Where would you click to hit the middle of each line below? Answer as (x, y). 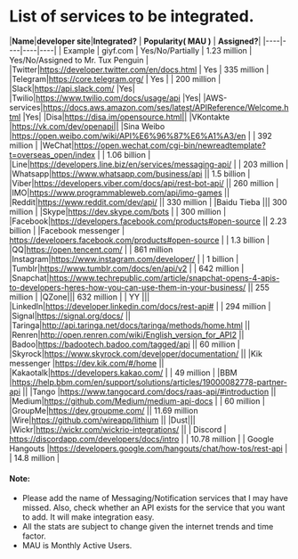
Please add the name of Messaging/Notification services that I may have (155, 498)
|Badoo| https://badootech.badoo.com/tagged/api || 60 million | (125, 344)
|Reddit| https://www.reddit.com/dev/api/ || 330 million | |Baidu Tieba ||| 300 (148, 201)
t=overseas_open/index (52, 154)
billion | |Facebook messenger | (67, 230)
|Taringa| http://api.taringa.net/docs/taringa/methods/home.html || (130, 325)
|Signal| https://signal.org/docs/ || (70, 316)
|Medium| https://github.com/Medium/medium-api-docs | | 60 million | (137, 401)
